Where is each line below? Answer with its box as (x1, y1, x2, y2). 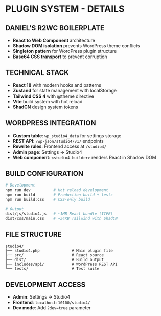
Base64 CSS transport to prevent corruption (12, 53, 107, 60)
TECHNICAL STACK (5, 68, 69, 77)
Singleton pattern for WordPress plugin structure (12, 48, 117, 54)
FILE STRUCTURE (5, 230, 62, 239)
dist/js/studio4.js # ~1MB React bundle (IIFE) (5, 211, 113, 216)
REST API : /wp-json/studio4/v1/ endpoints (12, 138, 104, 144)
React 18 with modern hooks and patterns (12, 82, 101, 88)
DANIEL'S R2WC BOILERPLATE (5, 24, 105, 32)
